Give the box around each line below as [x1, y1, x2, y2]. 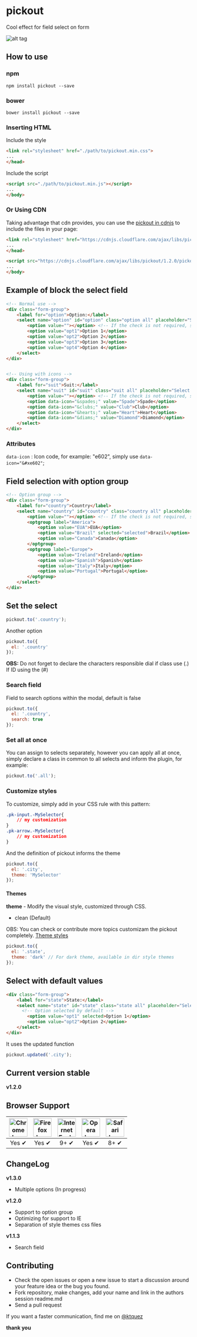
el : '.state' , [11, 949, 46, 955]
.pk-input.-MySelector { [6, 811, 64, 817]
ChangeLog [6, 1158, 50, 1169]
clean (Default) [14, 914, 51, 921]
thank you [6, 1324, 31, 1331]
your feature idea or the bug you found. [14, 1282, 110, 1289]
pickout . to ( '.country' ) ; [6, 617, 67, 622]
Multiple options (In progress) [14, 1186, 87, 1193]
